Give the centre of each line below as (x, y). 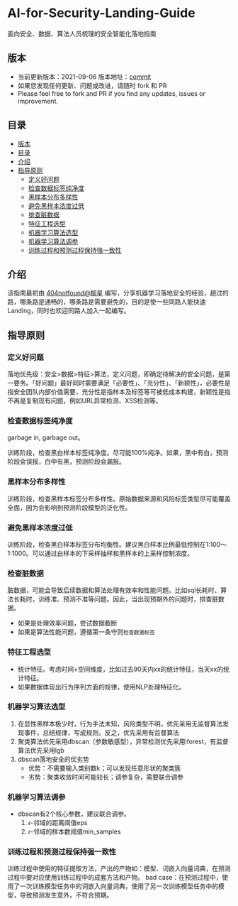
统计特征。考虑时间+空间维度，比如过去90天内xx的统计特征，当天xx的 (120, 669)
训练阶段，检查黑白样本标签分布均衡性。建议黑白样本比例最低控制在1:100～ (117, 544)
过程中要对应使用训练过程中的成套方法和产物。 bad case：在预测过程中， (115, 878)
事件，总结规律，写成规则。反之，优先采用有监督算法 (101, 732)
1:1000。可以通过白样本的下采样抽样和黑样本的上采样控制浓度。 (100, 553)
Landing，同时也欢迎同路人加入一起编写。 (69, 311)
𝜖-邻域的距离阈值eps (58, 823)
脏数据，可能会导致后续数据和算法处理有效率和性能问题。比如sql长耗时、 (114, 590)
